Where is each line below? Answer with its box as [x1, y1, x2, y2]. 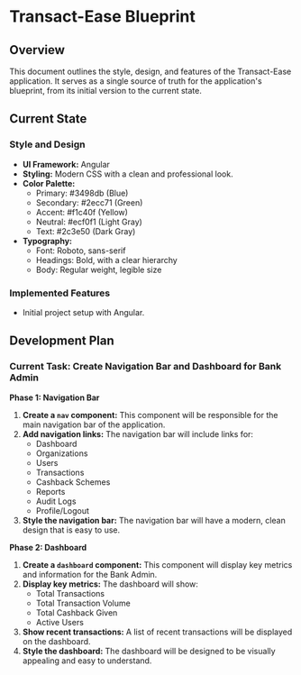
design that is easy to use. [22, 524, 121, 535]
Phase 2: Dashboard [9, 542, 87, 552]
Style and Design [9, 138, 86, 151]
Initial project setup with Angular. [22, 306, 145, 317]
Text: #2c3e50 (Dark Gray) [35, 225, 136, 236]
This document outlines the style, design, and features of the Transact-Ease [9, 66, 292, 77]
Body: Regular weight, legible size [35, 264, 162, 275]
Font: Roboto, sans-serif [35, 245, 126, 256]
